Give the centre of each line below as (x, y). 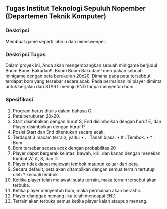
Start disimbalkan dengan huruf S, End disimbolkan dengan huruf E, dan (87, 121)
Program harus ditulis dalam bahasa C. (53, 111)
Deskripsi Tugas (26, 54)
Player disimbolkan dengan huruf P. (49, 127)
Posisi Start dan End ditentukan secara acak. (59, 132)
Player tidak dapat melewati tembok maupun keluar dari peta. (76, 164)
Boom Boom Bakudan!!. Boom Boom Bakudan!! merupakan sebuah (74, 70)
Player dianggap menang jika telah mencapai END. (65, 196)
